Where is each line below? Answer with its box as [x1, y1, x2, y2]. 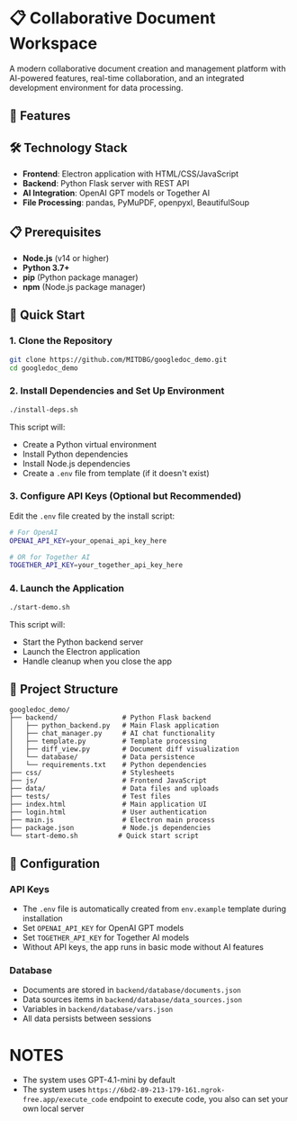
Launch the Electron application [22, 646, 140, 656]
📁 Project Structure [9, 682, 119, 697]
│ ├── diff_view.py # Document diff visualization [9, 745, 240, 754]
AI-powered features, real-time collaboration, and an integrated [9, 72, 245, 83]
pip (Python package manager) [22, 272, 139, 283]
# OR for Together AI [9, 552, 91, 562]
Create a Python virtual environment [22, 438, 157, 449]
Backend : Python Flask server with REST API [22, 178, 190, 189]
